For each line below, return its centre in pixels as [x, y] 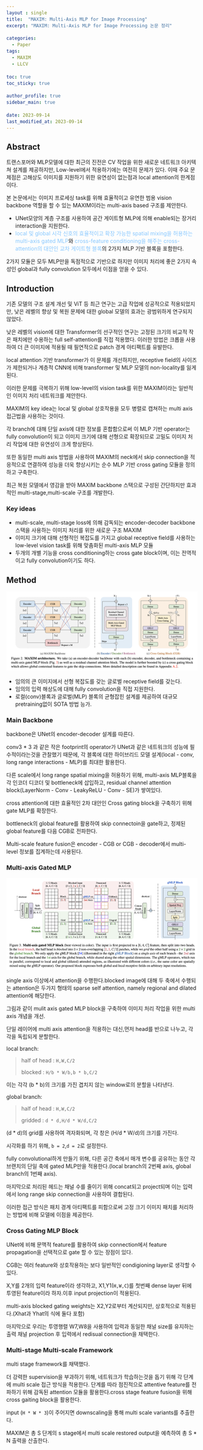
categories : [21, 39]
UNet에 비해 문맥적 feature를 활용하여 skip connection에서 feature [87, 1245]
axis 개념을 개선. [26, 1016]
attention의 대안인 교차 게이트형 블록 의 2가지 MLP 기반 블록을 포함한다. [99, 249]
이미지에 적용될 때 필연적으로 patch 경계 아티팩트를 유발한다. [102, 347]
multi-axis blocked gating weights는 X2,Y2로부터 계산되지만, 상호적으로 [93, 1306]
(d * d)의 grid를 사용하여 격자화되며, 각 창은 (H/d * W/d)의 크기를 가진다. [92, 1133]
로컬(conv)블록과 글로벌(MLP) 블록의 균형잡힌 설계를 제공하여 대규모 [96, 696]
